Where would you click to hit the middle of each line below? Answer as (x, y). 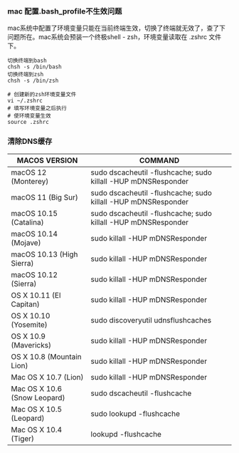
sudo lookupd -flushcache (135, 413)
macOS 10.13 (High (44, 254)
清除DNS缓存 (30, 142)
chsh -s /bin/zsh (33, 81)
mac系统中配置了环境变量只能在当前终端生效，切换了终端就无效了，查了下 (117, 28)
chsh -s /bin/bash (34, 67)
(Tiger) (22, 438)
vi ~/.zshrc (25, 101)
